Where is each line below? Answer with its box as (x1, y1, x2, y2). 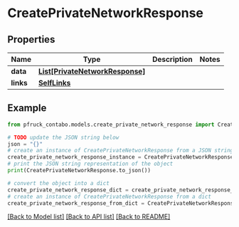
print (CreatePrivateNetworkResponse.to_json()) (7, 167, 152, 174)
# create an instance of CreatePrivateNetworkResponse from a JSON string (7, 147, 234, 154)
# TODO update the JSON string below (7, 134, 119, 141)
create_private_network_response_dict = (7, 186, 129, 194)
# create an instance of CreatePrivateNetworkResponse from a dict (7, 193, 212, 200)
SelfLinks (38, 78, 71, 88)
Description (152, 55, 193, 64)
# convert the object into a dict (7, 179, 110, 186)
